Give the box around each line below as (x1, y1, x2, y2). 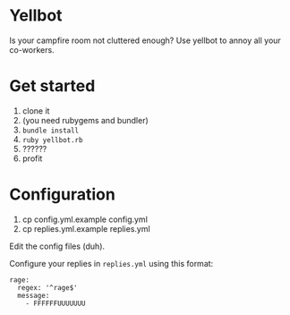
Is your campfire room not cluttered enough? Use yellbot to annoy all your (9, 35, 282, 46)
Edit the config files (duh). (9, 241, 106, 251)
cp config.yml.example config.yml (21, 214, 148, 225)
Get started (9, 76, 96, 97)
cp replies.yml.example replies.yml (21, 223, 150, 234)
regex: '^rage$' (17, 283, 78, 292)
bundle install (21, 126, 80, 135)
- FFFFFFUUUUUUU (25, 299, 87, 308)
